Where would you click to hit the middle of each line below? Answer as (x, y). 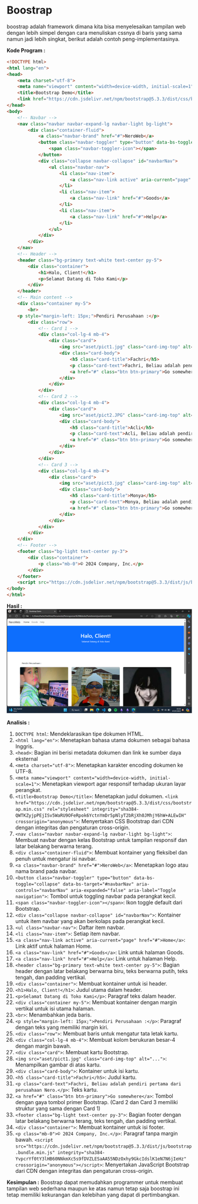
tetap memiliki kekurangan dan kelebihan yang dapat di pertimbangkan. (93, 1195)
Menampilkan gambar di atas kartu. (58, 1065)
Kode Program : (26, 50)
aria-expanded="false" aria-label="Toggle (123, 891)
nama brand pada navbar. (46, 871)
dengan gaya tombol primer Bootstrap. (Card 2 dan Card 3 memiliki (96, 1102)
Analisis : (18, 723)
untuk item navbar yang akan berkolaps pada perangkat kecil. (90, 921)
